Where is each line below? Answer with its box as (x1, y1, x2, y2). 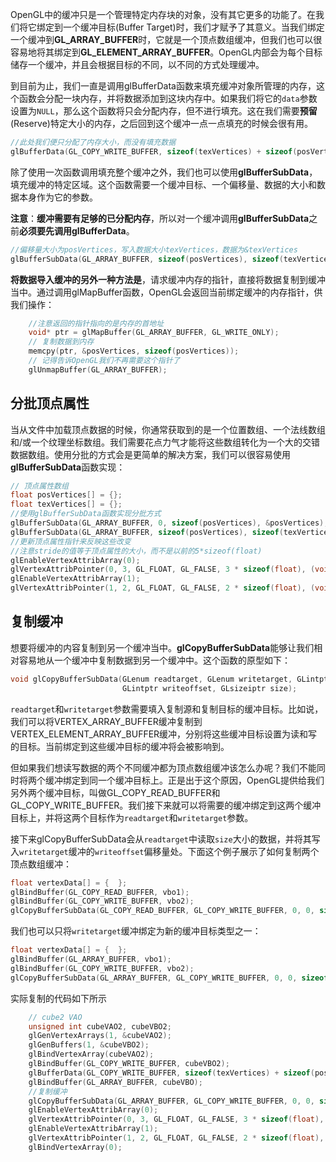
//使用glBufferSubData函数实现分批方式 (10, 509, 162, 519)
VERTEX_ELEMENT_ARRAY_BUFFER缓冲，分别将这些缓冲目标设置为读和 (10, 728, 309, 740)
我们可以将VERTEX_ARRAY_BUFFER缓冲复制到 (10, 715, 203, 727)
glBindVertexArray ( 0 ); (28, 1142, 123, 1152)
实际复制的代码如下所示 (10, 992, 107, 1004)
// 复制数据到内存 (28, 337, 95, 347)
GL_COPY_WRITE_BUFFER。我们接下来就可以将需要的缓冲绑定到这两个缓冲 (10, 799, 322, 811)
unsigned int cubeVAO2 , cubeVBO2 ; (28, 1021, 172, 1032)
